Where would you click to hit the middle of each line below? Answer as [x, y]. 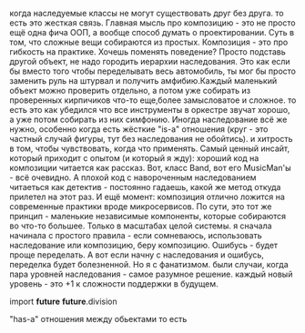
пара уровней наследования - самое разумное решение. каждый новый [151, 274]
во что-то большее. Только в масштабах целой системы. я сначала [141, 226]
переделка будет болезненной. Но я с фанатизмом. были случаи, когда [149, 264]
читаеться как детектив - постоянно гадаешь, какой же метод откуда [145, 187]
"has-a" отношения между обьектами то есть [98, 319]
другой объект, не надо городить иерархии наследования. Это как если [150, 61]
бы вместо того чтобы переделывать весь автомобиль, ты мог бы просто [152, 71]
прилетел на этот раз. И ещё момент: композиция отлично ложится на [147, 197]
